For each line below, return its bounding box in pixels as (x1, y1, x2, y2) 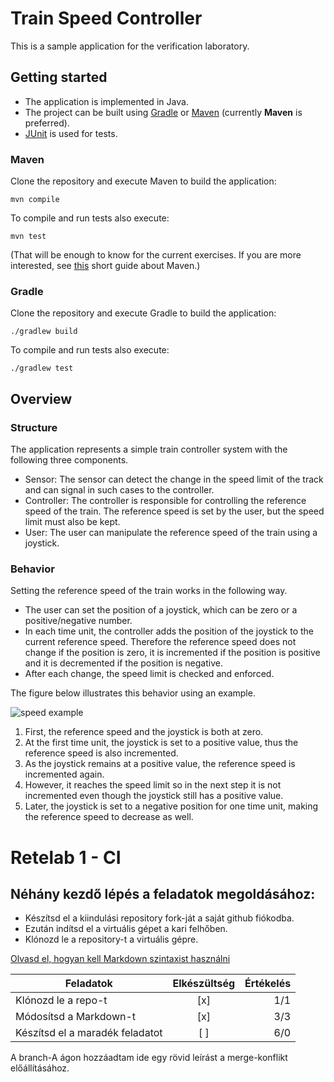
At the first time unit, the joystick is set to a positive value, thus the (24, 737, 299, 749)
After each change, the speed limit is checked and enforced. (24, 668, 275, 680)
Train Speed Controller (10, 7, 203, 30)
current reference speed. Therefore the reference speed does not (24, 636, 297, 648)
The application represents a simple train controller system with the (10, 443, 288, 456)
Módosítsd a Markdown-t (15, 1010, 137, 1024)
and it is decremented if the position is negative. (24, 657, 223, 669)
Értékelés (244, 977, 292, 991)
